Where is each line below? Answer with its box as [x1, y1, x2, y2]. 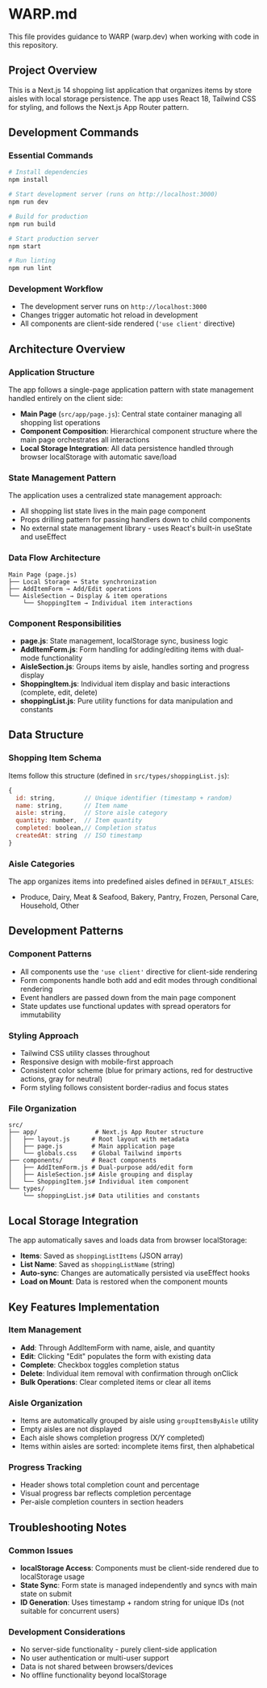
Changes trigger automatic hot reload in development [19, 310, 198, 320]
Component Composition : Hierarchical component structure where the [19, 426, 258, 437]
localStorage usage [19, 1572, 85, 1581]
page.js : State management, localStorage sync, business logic [19, 636, 228, 646]
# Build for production [8, 212, 89, 221]
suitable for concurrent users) [19, 1606, 119, 1616]
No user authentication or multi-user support [19, 1653, 169, 1663]
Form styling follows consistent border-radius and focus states [19, 1082, 229, 1092]
